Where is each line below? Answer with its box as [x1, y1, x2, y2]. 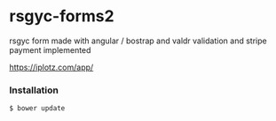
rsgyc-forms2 [9, 6, 114, 26]
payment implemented [9, 44, 91, 55]
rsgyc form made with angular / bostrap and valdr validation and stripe [9, 35, 268, 46]
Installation [9, 84, 59, 96]
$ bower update [9, 104, 66, 113]
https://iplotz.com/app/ [9, 62, 94, 72]
